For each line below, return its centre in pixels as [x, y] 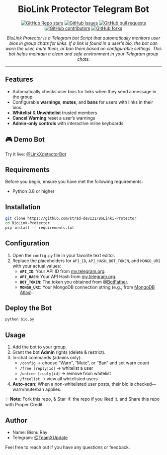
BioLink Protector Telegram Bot [83, 9]
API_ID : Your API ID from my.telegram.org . [63, 271]
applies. [53, 389]
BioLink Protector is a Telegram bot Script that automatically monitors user [83, 38]
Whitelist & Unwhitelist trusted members [55, 113]
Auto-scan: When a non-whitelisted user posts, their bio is [73, 384]
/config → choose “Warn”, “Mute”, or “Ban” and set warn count [84, 363]
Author [16, 420]
